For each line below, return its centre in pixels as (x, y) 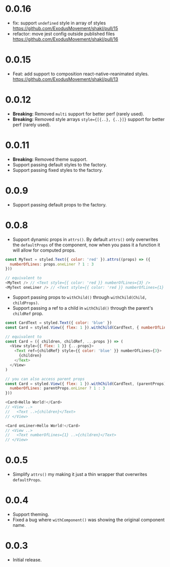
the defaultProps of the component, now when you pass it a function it (86, 245)
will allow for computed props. (44, 250)
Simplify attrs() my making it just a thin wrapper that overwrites (80, 474)
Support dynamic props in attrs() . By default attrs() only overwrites (85, 239)
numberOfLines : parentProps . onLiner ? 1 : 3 (57, 389)
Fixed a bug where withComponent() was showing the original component (89, 520)
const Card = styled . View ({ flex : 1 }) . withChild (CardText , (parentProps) (86, 384)
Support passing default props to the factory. (60, 204)
